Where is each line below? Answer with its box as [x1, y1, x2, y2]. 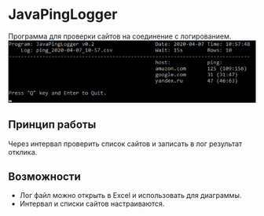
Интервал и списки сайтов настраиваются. [19, 199, 165, 209]
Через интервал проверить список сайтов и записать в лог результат [8, 139, 243, 148]
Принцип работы [8, 118, 97, 131]
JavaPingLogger [8, 5, 118, 24]
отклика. [8, 147, 38, 156]
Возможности [8, 170, 81, 183]
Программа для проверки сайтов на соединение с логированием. [8, 31, 232, 41]
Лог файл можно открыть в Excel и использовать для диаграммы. [19, 191, 242, 200]
